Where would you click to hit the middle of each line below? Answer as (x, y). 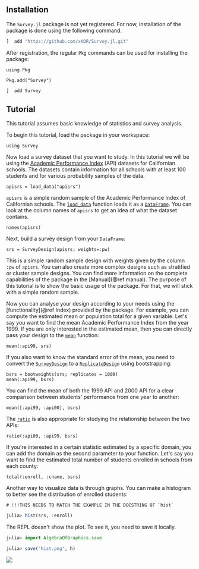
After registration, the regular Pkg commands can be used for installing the (97, 52)
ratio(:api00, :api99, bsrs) (42, 436)
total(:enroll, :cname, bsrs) (44, 477)
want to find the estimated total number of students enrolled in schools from (99, 460)
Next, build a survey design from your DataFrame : (66, 239)
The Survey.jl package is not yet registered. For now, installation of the (94, 24)
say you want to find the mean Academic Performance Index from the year (97, 323)
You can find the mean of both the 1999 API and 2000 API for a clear (90, 391)
